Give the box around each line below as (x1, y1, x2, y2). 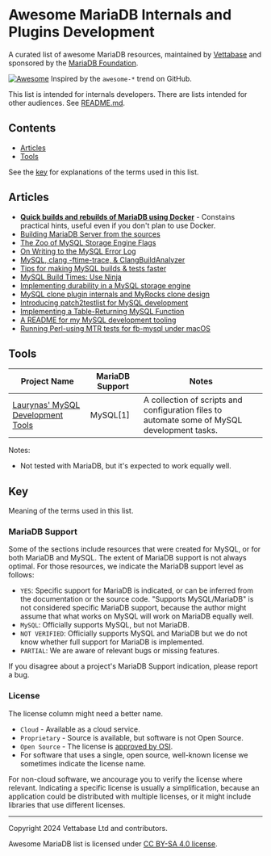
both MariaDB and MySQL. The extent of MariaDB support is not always (8, 553, 248, 563)
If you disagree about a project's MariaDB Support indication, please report (8, 661, 258, 671)
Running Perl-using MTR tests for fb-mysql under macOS (19, 323, 211, 333)
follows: (8, 570, 35, 580)
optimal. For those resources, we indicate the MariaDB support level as (8, 561, 244, 571)
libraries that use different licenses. (8, 799, 126, 809)
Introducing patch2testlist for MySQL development (19, 297, 189, 308)
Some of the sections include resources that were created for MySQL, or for (8, 544, 261, 554)
